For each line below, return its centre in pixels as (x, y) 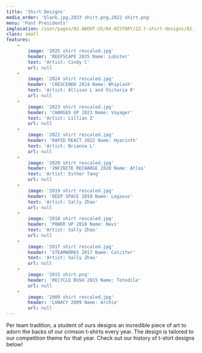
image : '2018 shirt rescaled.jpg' (71, 219)
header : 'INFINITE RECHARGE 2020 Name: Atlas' (87, 168)
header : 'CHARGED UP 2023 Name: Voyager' (81, 112)
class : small (23, 34)
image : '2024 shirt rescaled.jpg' (71, 79)
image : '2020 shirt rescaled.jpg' (71, 163)
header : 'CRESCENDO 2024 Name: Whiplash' (81, 85)
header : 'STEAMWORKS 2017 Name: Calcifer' (82, 252)
